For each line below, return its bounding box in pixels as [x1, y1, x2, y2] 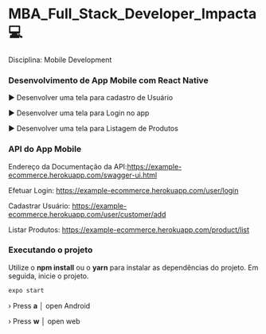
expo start [8, 286, 45, 294]
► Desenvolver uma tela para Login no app [8, 108, 150, 118]
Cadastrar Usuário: [8, 200, 71, 211]
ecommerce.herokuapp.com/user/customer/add [8, 209, 166, 219]
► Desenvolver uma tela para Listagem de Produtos [8, 124, 179, 134]
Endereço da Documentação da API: [8, 161, 127, 171]
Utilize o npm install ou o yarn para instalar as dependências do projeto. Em [8, 262, 259, 272]
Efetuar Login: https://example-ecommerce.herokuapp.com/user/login [8, 185, 239, 195]
